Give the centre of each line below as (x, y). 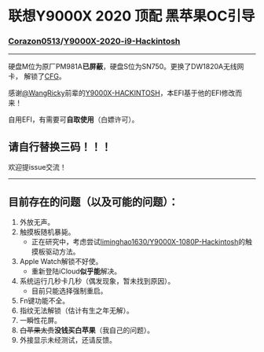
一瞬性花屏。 (40, 321)
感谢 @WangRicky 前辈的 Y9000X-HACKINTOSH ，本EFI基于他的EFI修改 (122, 93)
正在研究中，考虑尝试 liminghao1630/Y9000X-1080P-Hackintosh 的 (138, 242)
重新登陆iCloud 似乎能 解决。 (76, 271)
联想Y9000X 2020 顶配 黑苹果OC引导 (132, 16)
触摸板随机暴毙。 (47, 232)
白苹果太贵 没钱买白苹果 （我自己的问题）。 (87, 330)
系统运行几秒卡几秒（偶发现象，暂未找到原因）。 (97, 281)
